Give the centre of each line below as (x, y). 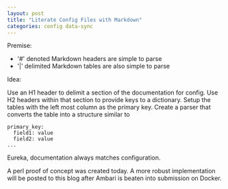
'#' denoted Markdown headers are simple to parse (89, 59)
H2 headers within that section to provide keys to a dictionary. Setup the (109, 100)
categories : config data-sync (50, 26)
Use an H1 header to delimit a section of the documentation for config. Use (113, 92)
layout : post (26, 13)
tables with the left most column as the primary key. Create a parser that (109, 108)
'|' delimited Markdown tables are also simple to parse (93, 66)
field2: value (33, 139)
